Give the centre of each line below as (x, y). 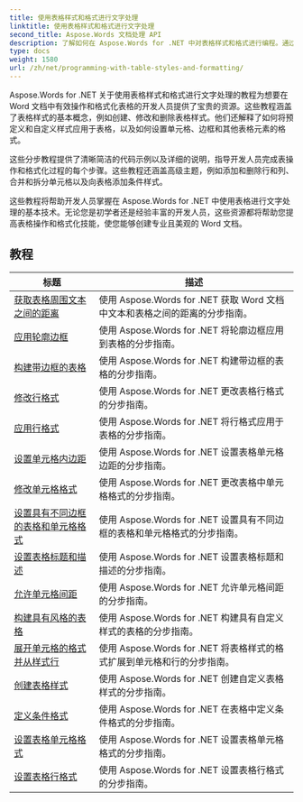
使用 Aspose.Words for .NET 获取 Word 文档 (192, 300)
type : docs (30, 51)
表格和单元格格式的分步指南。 (180, 533)
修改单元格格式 (46, 489)
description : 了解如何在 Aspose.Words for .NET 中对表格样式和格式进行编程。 (146, 43)
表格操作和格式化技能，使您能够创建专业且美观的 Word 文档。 (132, 223)
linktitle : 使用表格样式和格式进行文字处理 (82, 26)
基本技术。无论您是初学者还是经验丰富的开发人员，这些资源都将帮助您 (155, 212)
